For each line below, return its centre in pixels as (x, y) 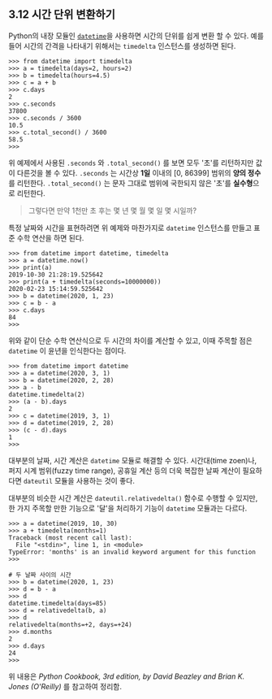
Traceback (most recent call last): (70, 538)
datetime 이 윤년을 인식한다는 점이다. (67, 350)
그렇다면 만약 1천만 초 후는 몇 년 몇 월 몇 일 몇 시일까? (112, 211)
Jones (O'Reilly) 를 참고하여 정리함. (65, 686)
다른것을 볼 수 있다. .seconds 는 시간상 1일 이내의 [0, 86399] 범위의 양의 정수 (139, 172)
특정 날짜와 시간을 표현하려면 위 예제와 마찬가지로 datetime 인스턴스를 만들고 (130, 228)
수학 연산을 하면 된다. (50, 237)
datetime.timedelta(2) (47, 394)
